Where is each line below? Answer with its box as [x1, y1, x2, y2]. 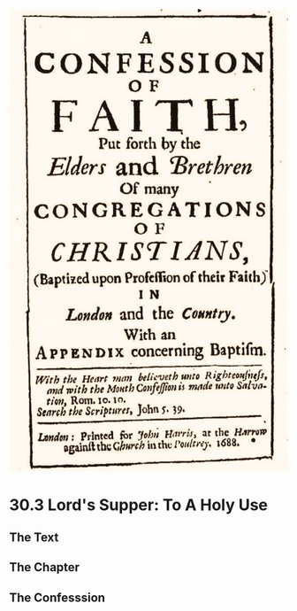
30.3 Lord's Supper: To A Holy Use [9, 495, 268, 514]
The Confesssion [9, 590, 106, 605]
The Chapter [9, 560, 80, 575]
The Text [9, 530, 59, 545]
